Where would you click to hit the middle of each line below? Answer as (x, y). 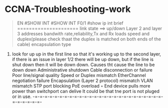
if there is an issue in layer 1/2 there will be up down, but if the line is (83, 59)
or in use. (22, 96)
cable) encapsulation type (44, 44)
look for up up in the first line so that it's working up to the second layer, (87, 54)
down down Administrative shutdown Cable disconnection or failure (82, 70)
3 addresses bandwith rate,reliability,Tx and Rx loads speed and (83, 33)
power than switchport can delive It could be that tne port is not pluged (86, 91)
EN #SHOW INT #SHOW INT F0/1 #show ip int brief (70, 23)
